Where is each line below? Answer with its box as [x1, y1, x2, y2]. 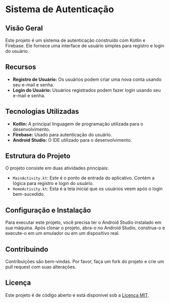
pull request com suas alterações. [5, 264, 76, 270]
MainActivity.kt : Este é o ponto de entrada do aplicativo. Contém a [12, 175, 155, 181]
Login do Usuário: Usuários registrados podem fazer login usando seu [12, 87, 161, 93]
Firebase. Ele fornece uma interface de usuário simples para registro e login [5, 43, 164, 49]
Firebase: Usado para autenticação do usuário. [12, 131, 112, 138]
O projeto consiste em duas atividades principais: [5, 165, 109, 171]
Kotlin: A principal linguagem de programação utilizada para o [12, 120, 144, 127]
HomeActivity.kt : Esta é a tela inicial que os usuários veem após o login [12, 186, 163, 192]
